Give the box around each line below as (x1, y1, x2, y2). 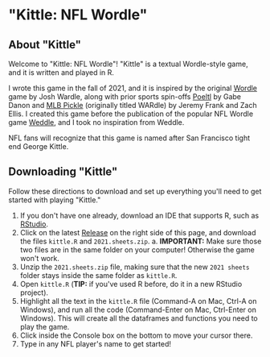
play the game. (19, 322, 70, 331)
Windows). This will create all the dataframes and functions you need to (19, 313, 259, 323)
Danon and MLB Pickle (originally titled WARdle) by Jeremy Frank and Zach (8, 101, 257, 110)
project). (19, 288, 49, 297)
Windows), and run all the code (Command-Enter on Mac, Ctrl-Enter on (19, 305, 257, 314)
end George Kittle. (8, 142, 69, 151)
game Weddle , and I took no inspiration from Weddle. (8, 118, 185, 127)
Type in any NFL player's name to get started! (19, 338, 171, 348)
